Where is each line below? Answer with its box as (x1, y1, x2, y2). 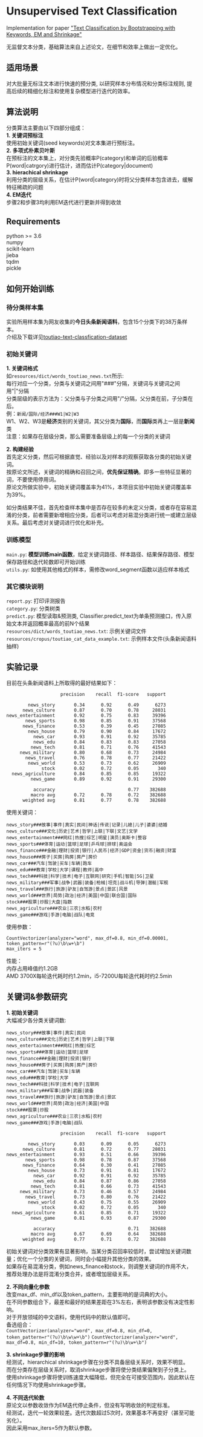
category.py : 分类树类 (6, 604, 60, 612)
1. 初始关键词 (6, 1009, 38, 1016)
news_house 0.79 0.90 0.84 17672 (28, 728, 166, 735)
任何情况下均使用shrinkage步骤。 (6, 1381, 89, 1388)
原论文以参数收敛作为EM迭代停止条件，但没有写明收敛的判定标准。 (6, 1401, 173, 1409)
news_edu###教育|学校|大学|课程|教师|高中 (6, 866, 104, 872)
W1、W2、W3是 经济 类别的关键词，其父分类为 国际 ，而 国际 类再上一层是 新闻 (6, 417, 195, 425)
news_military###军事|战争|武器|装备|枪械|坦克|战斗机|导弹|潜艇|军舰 (6, 879, 169, 886)
